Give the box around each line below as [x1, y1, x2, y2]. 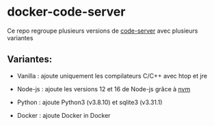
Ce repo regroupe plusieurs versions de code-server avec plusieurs [7, 27, 198, 35]
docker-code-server [7, 4, 126, 20]
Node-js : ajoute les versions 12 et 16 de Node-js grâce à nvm [16, 84, 191, 93]
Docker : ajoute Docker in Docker [16, 111, 111, 119]
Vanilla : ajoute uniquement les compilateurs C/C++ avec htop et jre [16, 72, 207, 80]
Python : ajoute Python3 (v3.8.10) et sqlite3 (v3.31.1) [16, 98, 163, 106]
